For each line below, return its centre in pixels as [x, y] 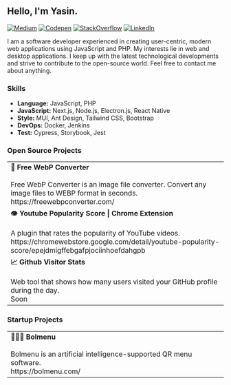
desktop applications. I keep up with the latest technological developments [113, 56]
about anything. [29, 70]
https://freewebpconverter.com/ [63, 202]
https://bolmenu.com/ [46, 371]
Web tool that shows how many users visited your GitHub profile [114, 282]
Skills [16, 88]
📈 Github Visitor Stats [48, 262]
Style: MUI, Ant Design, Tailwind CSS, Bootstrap [86, 118]
